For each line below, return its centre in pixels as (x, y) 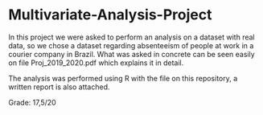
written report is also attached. (59, 87)
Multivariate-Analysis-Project (110, 15)
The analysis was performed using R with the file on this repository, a (123, 78)
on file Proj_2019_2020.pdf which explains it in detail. (96, 63)
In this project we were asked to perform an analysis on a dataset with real (131, 37)
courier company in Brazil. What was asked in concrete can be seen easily (131, 54)
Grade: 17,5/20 (32, 102)
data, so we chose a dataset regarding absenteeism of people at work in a (131, 45)
